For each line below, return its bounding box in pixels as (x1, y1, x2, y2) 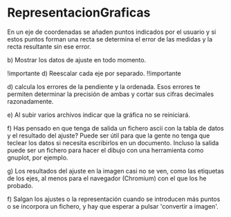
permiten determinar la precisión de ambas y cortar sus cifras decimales (7, 90, 214, 98)
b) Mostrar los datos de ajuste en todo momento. (7, 55, 147, 64)
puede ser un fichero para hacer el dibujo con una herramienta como (7, 146, 204, 154)
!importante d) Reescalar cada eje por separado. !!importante (7, 69, 181, 77)
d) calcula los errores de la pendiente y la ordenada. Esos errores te (7, 82, 201, 91)
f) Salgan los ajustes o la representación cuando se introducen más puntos (7, 195, 221, 203)
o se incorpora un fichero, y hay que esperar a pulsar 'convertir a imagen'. (7, 202, 219, 210)
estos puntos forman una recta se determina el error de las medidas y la (7, 35, 213, 43)
